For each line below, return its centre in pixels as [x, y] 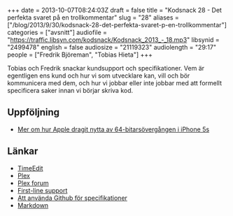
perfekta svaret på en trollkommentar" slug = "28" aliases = [93, 17]
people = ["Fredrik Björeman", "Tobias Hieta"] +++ [80, 55]
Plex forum [33, 183]
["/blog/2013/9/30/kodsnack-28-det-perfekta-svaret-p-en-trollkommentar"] [117, 25]
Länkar [23, 151]
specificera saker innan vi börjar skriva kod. [70, 91]
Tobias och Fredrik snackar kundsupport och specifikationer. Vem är [106, 68]
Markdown [33, 205]
